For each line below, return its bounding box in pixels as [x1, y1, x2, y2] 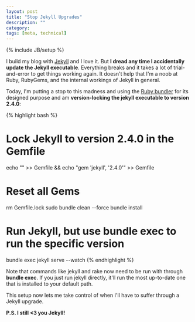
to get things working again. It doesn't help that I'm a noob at [30, 70, 178, 77]
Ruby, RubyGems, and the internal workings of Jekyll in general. [6, 77, 161, 84]
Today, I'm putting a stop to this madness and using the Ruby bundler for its [6, 88, 189, 95]
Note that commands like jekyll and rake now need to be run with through [6, 267, 183, 274]
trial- [173, 64, 186, 71]
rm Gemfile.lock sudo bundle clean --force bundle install [6, 204, 143, 211]
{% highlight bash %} [6, 112, 58, 119]
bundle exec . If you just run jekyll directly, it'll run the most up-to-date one [6, 274, 186, 281]
